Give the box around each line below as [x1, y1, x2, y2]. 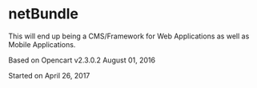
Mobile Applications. [8, 39, 76, 49]
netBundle [8, 5, 78, 23]
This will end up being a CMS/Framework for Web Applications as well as [8, 31, 250, 41]
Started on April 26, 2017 [8, 70, 90, 80]
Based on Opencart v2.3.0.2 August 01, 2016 [8, 55, 156, 65]
